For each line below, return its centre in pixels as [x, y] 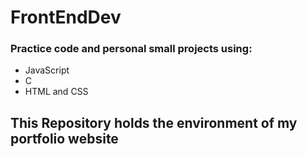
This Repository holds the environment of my [154, 122]
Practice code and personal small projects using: [131, 49]
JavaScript [47, 70]
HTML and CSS [56, 92]
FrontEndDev [66, 17]
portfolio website [64, 138]
